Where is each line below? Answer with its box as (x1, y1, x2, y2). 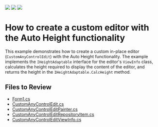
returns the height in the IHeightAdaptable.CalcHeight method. (5, 69, 131, 75)
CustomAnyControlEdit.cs (12, 101, 64, 107)
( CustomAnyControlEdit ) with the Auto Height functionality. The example (5, 53, 148, 59)
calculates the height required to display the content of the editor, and (5, 63, 145, 70)
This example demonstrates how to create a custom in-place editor (5, 48, 140, 54)
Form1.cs (12, 96, 31, 102)
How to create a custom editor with (5, 22, 149, 33)
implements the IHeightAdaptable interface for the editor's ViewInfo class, (5, 59, 153, 64)
